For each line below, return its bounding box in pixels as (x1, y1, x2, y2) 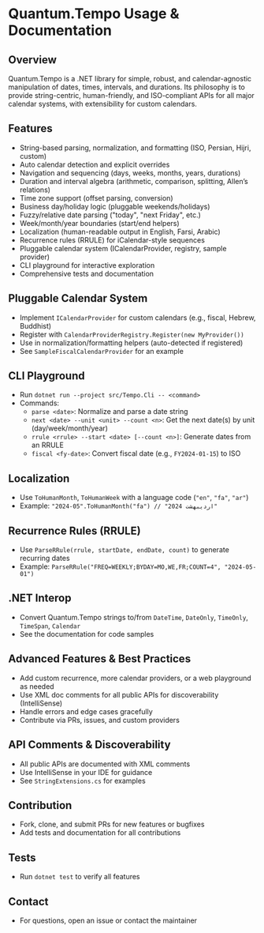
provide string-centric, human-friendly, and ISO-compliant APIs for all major (8, 91, 255, 100)
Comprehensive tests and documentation (19, 269, 154, 278)
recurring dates (19, 554, 70, 563)
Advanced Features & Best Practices (8, 653, 191, 666)
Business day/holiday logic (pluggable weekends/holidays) (19, 201, 210, 211)
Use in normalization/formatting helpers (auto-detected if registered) (19, 337, 244, 348)
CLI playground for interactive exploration (19, 260, 155, 269)
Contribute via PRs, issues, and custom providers (19, 715, 180, 724)
